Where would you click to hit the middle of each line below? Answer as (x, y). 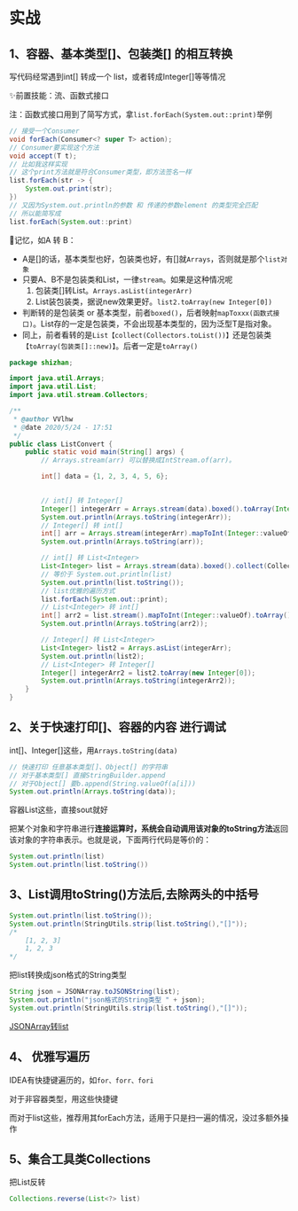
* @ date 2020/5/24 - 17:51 (63, 427)
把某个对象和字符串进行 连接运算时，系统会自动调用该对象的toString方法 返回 (149, 829)
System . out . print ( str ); (69, 189)
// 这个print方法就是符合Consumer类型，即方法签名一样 (101, 172)
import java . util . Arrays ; (57, 379)
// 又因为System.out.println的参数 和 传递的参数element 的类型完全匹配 (133, 205)
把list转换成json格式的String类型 (68, 975)
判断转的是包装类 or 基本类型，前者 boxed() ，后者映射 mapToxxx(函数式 (147, 312)
